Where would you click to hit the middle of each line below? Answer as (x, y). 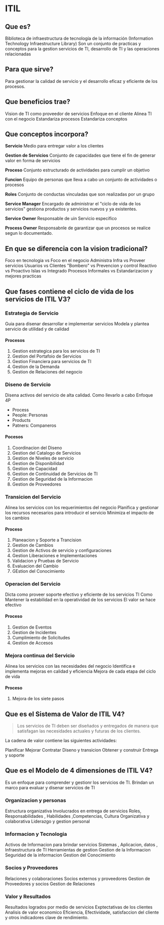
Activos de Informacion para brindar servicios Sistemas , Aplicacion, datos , (82, 845)
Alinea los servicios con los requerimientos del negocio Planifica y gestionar (82, 507)
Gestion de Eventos (32, 627)
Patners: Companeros (34, 426)
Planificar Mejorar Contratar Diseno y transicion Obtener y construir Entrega (82, 750)
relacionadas (18, 54)
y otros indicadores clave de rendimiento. (47, 917)
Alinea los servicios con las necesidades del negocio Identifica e (70, 666)
